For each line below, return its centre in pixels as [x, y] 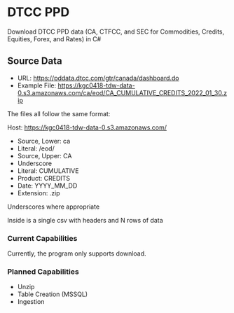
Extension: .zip [39, 193]
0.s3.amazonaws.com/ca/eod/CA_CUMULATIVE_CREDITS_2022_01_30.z [122, 92]
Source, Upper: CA [44, 155]
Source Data [35, 61]
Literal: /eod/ [36, 148]
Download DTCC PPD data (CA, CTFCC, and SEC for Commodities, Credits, [116, 32]
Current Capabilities [42, 238]
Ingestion [31, 302]
